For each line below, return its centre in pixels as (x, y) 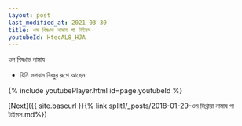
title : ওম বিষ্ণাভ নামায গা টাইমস (49, 30)
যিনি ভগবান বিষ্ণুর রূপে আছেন (52, 75)
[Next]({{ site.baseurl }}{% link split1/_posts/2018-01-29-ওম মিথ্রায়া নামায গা (121, 106)
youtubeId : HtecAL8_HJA (47, 37)
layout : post (29, 15)
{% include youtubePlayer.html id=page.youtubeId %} (95, 91)
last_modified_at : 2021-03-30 (58, 23)
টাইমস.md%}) (27, 115)
